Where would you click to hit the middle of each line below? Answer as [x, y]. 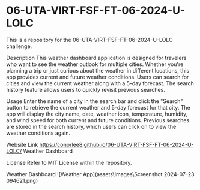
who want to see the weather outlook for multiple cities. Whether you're [95, 64]
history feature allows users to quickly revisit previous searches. [86, 89]
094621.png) [22, 180]
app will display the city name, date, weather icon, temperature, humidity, [97, 114]
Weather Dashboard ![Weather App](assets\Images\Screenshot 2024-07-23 [100, 174]
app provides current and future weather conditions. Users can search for [98, 77]
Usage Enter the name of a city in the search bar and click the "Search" [95, 101]
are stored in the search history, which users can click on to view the [91, 126]
